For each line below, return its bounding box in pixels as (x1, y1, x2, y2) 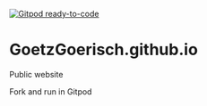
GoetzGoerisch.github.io (9, 40, 199, 60)
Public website (9, 69, 64, 79)
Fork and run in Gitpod (9, 86, 92, 97)
